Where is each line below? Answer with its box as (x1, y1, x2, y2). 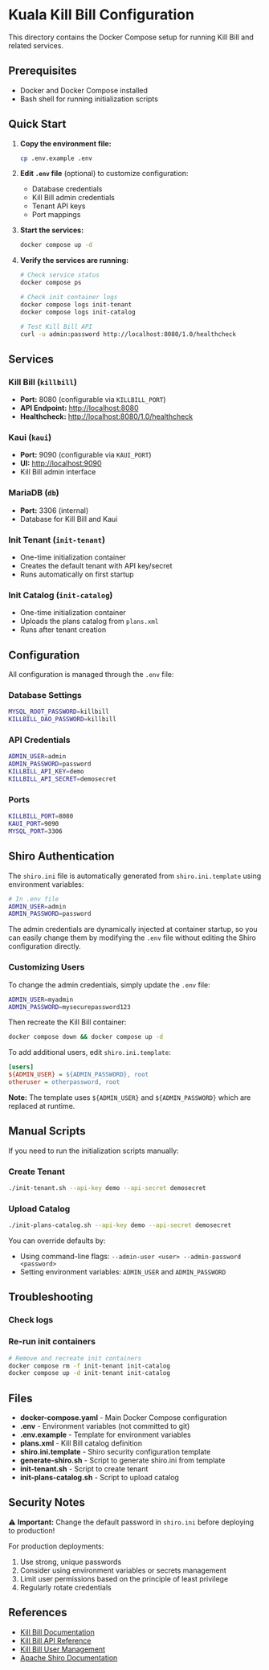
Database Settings (8, 690, 83, 701)
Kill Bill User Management (19, 1644, 106, 1654)
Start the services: (19, 225, 84, 235)
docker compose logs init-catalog (19, 308, 136, 316)
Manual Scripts (8, 1124, 86, 1139)
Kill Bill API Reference (19, 1635, 92, 1645)
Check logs (8, 1315, 54, 1326)
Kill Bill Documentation (19, 1627, 95, 1637)
